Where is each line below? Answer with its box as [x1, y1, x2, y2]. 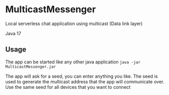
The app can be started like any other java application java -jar [5, 59, 141, 65]
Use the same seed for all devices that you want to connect [5, 84, 131, 90]
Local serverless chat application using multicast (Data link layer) [5, 20, 143, 27]
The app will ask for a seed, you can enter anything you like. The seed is [5, 73, 158, 79]
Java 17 [5, 30, 22, 36]
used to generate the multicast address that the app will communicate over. [5, 78, 165, 85]
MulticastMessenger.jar [5, 64, 56, 69]
